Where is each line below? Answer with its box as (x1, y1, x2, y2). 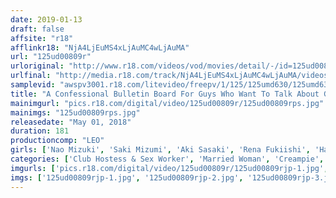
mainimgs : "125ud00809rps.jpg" (10, 107, 141, 118)
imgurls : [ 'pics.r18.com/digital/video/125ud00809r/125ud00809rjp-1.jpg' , (10, 163, 329, 173)
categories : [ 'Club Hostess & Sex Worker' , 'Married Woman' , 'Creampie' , (10, 154, 325, 164)
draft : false (10, 24, 65, 34)
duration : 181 (10, 126, 70, 136)
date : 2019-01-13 (10, 14, 83, 25)
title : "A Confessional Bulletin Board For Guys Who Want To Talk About (10, 89, 320, 99)
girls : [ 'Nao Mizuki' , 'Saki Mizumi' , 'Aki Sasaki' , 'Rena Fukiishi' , (10, 145, 311, 155)
